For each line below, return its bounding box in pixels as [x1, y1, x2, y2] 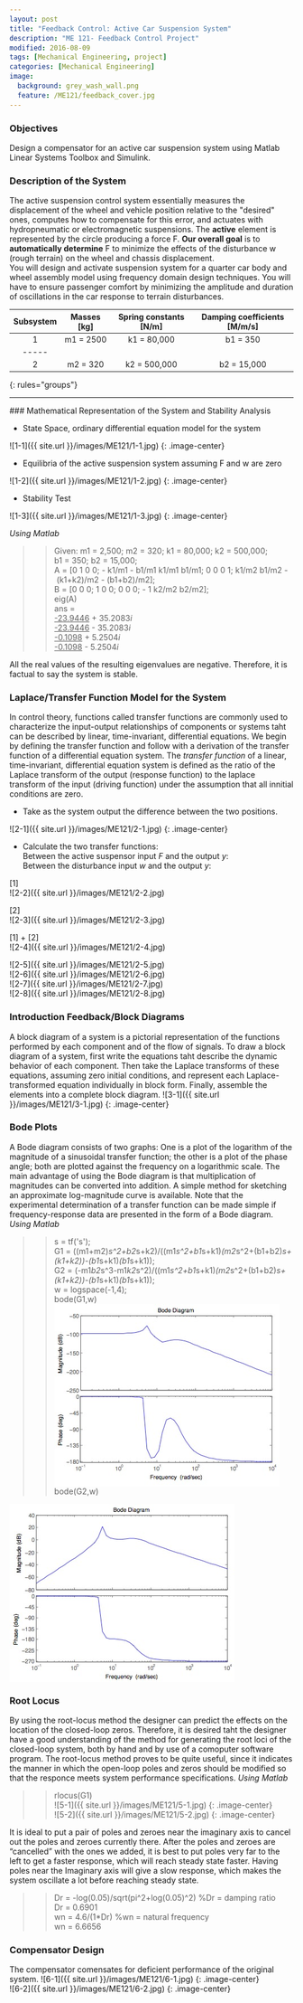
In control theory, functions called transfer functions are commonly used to [9, 712, 289, 723]
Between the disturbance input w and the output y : [22, 860, 212, 872]
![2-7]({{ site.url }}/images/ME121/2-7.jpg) [9, 978, 164, 989]
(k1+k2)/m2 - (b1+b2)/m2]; [56, 574, 156, 585]
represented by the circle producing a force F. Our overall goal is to [9, 233, 261, 244]
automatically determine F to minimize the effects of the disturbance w [9, 243, 277, 254]
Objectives [9, 122, 59, 135]
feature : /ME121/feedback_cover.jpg [17, 90, 155, 99]
